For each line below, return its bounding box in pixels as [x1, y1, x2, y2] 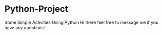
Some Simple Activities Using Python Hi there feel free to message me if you [4, 19, 159, 25]
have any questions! [4, 24, 45, 30]
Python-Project [4, 3, 68, 15]
